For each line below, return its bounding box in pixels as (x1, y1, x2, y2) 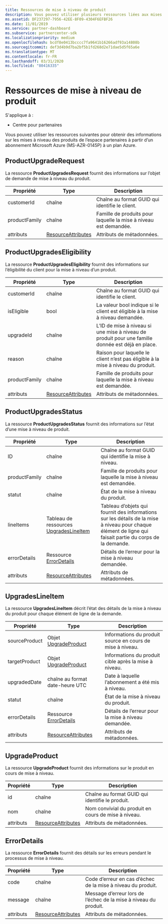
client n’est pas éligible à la (96, 355, 159, 362)
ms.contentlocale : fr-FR (5, 54, 57, 59)
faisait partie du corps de (100, 534, 159, 541)
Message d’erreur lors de (85, 890, 144, 897)
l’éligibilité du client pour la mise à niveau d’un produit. (5, 266, 117, 272)
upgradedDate (7, 679, 41, 686)
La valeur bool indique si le (96, 301, 159, 309)
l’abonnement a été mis (104, 679, 159, 686)
